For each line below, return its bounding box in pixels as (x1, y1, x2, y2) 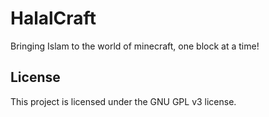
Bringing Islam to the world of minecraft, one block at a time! (10, 40, 260, 52)
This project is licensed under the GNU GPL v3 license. (10, 95, 237, 107)
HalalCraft (10, 7, 97, 30)
